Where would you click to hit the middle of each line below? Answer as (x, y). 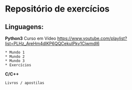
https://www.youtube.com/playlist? (92, 38)
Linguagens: (24, 27)
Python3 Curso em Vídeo (31, 38)
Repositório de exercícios (58, 9)
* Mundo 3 (15, 61)
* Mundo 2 (15, 57)
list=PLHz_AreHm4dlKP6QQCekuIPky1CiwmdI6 (52, 44)
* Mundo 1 (15, 52)
